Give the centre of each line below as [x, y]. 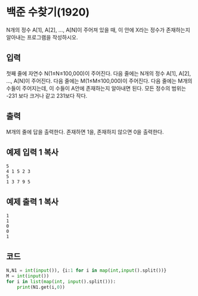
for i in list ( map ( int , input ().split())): [61, 281]
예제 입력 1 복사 [32, 152]
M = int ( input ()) [28, 276]
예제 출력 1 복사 [32, 202]
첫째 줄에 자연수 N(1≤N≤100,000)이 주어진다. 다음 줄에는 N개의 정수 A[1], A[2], [99, 73]
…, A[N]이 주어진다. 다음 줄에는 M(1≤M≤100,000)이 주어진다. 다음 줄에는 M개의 [99, 80]
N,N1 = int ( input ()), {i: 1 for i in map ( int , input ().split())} [86, 270]
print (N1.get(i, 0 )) [41, 287]
